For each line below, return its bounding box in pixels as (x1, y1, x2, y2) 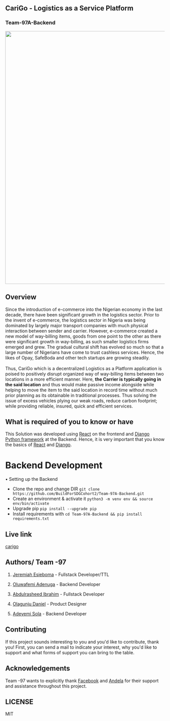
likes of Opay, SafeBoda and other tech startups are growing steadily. (5, 354, 150, 360)
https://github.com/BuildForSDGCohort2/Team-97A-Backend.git (12, 491, 145, 497)
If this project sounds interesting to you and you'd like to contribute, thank (5, 639, 159, 645)
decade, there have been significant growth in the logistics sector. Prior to (5, 311, 159, 318)
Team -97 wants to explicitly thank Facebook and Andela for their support (5, 678, 159, 684)
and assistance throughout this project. (5, 683, 87, 689)
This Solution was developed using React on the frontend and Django (5, 431, 150, 437)
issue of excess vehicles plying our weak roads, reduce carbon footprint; (5, 397, 158, 403)
